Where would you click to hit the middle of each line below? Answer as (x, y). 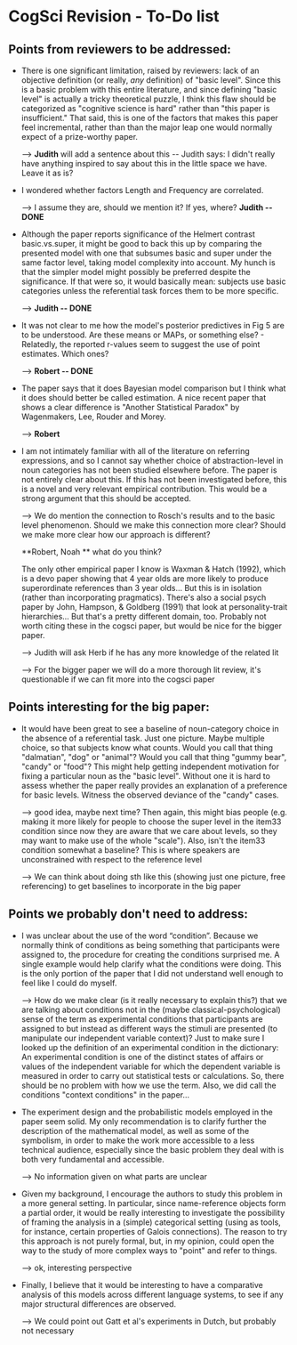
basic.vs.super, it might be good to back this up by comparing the (142, 243)
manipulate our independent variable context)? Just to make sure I (143, 1038)
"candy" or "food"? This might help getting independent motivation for (150, 766)
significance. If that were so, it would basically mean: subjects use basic (153, 281)
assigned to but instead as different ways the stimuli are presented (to (149, 1028)
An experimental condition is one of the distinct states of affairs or (142, 1057)
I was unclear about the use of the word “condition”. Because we (140, 936)
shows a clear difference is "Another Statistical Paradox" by (130, 407)
